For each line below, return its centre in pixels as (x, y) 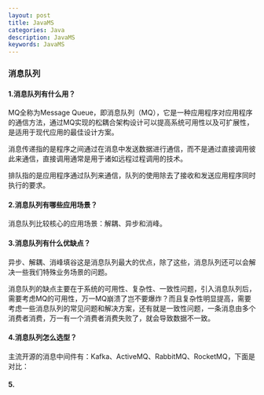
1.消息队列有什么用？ (42, 93)
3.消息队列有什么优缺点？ (49, 243)
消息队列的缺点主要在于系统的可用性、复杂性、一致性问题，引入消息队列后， (132, 288)
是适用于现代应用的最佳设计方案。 (63, 132)
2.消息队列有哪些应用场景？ (53, 204)
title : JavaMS (31, 23)
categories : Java (37, 30)
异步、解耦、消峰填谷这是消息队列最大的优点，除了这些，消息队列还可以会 (128, 262)
